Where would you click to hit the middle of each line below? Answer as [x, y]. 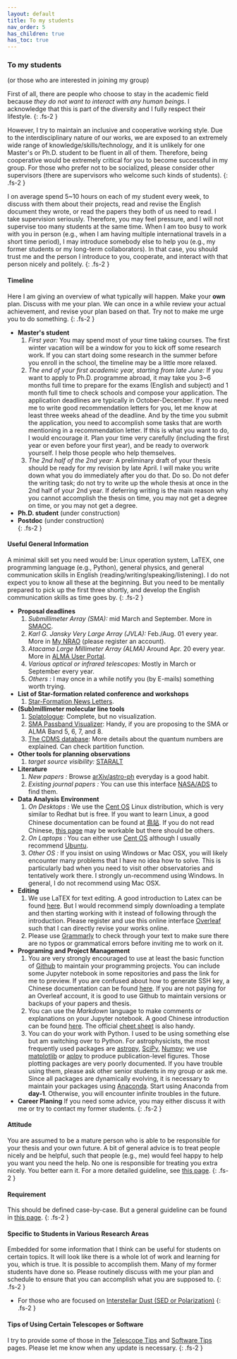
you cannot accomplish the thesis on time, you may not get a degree [128, 498]
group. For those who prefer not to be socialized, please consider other [111, 168]
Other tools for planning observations [74, 753]
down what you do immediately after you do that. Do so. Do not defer [128, 475]
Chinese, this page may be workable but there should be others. [121, 830]
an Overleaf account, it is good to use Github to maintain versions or [127, 995]
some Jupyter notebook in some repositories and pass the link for [124, 973]
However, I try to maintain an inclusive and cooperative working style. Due [115, 130]
